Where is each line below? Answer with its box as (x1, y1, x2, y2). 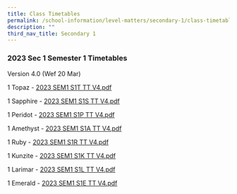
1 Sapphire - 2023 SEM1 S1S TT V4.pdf (7, 97, 120, 105)
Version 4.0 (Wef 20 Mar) (7, 69, 81, 78)
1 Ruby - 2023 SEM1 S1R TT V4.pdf (7, 138, 109, 146)
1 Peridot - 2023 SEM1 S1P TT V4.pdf (7, 110, 115, 119)
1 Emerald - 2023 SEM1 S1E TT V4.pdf (7, 178, 118, 187)
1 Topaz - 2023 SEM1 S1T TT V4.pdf (7, 83, 112, 92)
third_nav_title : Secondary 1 (7, 30, 97, 37)
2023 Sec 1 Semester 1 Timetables (7, 54, 128, 63)
